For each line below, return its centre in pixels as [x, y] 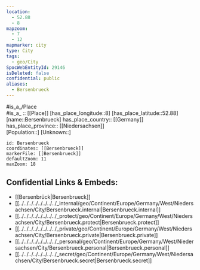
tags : [13, 56]
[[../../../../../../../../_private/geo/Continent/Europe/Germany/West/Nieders [104, 229]
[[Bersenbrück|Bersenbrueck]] [53, 197]
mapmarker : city [26, 45]
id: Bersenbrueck [28, 143]
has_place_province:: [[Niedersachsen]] [55, 126]
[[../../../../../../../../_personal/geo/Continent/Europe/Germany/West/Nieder [104, 241]
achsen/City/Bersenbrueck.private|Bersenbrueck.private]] [86, 235]
